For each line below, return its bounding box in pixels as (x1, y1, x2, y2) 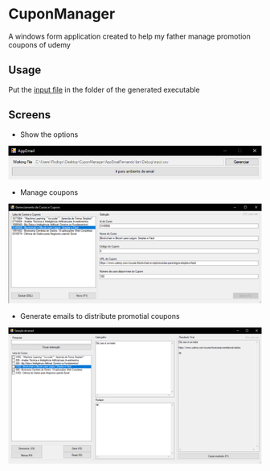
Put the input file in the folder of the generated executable (8, 85, 201, 94)
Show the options (19, 130, 79, 139)
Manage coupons (19, 188, 79, 197)
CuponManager (8, 5, 116, 23)
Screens (8, 108, 51, 122)
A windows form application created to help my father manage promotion (8, 31, 252, 41)
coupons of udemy (8, 39, 71, 49)
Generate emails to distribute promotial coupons (19, 312, 180, 321)
